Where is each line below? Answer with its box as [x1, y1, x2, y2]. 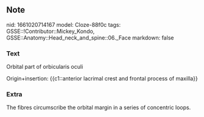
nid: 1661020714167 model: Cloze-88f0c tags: [6, 21, 121, 28]
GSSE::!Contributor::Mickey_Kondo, [6, 27, 95, 35]
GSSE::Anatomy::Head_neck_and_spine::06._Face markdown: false [6, 34, 174, 41]
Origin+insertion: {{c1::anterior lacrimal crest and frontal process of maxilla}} [6, 75, 198, 82]
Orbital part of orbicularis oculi [6, 63, 83, 71]
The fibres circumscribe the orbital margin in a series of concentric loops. [6, 104, 191, 112]
